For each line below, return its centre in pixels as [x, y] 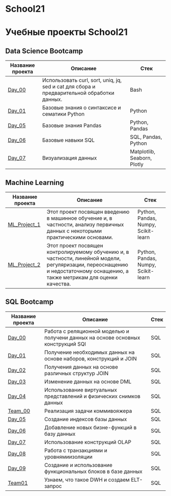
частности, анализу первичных [85, 225]
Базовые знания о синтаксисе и [82, 108]
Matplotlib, [143, 152]
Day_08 [17, 453]
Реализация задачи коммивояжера [88, 411]
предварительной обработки [78, 93]
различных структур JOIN [76, 373]
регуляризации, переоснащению [88, 265]
